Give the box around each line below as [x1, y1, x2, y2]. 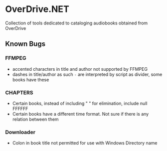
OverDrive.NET [5, 3, 70, 15]
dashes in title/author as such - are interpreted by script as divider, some [12, 71, 163, 77]
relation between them [12, 116, 59, 122]
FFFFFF [12, 106, 28, 112]
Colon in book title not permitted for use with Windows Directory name [12, 140, 158, 146]
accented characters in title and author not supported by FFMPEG [12, 66, 148, 72]
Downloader [5, 129, 36, 136]
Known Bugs [5, 40, 46, 48]
